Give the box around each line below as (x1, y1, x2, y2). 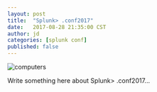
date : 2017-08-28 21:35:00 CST (7, 23, 107, 30)
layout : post (7, 10, 46, 18)
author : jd (7, 30, 40, 38)
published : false (7, 43, 59, 50)
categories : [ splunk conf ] (7, 37, 87, 44)
